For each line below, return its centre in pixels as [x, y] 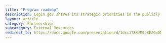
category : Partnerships [30, 23]
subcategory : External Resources [40, 28]
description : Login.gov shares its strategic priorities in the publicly [83, 14]
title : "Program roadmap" [32, 10]
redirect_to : [19, 33]
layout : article [22, 19]
